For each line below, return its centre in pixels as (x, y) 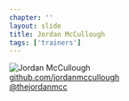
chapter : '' (31, 17)
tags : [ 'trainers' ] (45, 42)
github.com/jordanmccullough (64, 78)
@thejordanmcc (39, 87)
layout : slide (36, 26)
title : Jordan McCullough (57, 34)
